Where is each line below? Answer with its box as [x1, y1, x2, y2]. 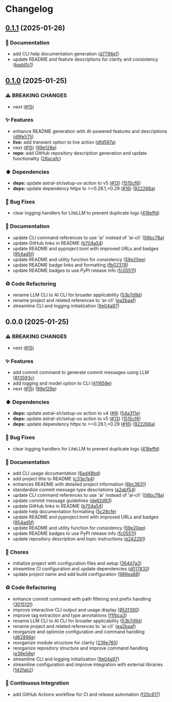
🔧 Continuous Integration [5, 679, 69, 687]
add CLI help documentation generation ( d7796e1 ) [12, 50, 120, 57]
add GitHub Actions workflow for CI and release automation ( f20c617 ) [12, 691, 161, 697]
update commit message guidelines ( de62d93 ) [12, 497, 112, 503]
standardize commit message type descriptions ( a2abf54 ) [12, 487, 136, 493]
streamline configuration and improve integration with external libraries [12, 661, 163, 668]
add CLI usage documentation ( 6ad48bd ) [12, 470, 101, 476]
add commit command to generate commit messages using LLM [12, 369, 149, 375]
